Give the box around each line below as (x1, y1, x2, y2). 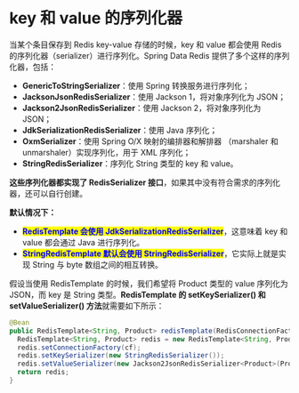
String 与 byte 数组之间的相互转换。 (32, 259, 163, 269)
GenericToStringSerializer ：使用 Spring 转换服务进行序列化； (21, 80, 251, 91)
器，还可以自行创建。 (9, 188, 87, 198)
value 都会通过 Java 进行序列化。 (21, 237, 145, 247)
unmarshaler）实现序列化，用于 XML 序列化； (21, 147, 191, 157)
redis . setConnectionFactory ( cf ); (17, 343, 141, 352)
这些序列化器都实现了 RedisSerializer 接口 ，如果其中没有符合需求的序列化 (9, 177, 281, 188)
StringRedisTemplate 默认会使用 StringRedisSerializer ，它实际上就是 (21, 248, 279, 259)
